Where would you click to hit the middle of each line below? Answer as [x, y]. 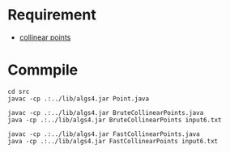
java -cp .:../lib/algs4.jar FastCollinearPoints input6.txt [113, 141]
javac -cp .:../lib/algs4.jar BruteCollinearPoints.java [106, 113]
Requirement [52, 15]
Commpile [43, 70]
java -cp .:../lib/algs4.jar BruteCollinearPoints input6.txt [115, 120]
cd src [19, 91]
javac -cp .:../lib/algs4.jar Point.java [79, 99]
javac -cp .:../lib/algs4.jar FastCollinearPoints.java [104, 134]
